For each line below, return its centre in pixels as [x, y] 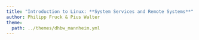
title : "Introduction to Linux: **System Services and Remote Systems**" [100, 11]
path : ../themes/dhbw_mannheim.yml [56, 28]
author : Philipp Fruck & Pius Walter [53, 17]
